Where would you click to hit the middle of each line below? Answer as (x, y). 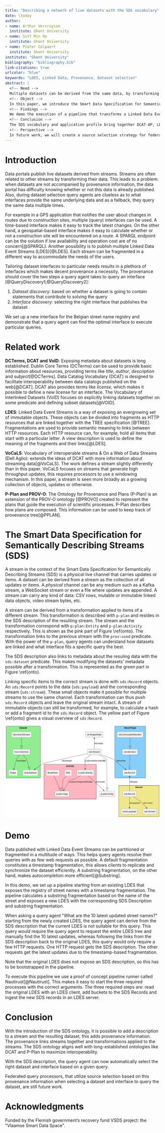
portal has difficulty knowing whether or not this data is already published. (80, 189)
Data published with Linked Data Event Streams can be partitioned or (75, 849)
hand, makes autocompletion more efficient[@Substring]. (63, 876)
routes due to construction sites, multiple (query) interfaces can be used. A (81, 220)
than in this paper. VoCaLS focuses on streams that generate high (72, 468)
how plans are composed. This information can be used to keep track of (78, 509)
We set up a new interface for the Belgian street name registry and (72, 317)
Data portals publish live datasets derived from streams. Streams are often (80, 174)
